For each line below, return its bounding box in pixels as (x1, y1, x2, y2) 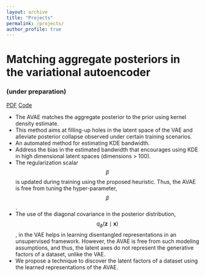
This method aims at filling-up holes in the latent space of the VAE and (15, 126, 193, 134)
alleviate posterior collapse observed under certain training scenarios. (15, 132, 192, 140)
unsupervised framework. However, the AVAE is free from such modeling (15, 237, 199, 245)
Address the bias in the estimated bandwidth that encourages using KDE (15, 145, 199, 153)
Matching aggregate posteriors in (6, 53, 181, 66)
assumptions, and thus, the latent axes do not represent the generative (15, 243, 194, 251)
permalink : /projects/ (6, 20, 64, 26)
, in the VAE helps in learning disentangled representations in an (15, 231, 177, 238)
